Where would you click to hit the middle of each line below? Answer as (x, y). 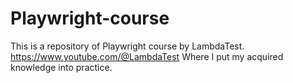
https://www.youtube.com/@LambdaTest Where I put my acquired (147, 56)
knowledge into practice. (61, 67)
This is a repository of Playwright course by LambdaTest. (127, 46)
